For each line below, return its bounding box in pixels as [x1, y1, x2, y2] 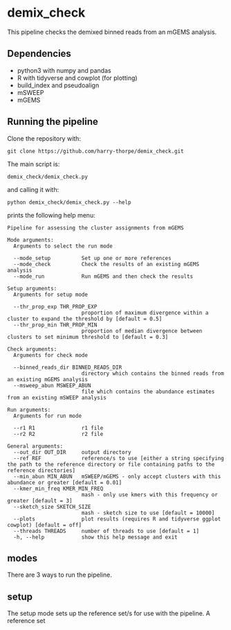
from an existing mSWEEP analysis [7, 394, 107, 401]
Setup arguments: [7, 285, 57, 292]
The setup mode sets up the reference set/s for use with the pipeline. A [7, 609, 211, 618]
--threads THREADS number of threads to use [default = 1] [13, 527, 199, 534]
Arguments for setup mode [13, 291, 89, 298]
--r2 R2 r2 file [13, 430, 104, 437]
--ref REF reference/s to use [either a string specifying [13, 455, 225, 462]
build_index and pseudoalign [17, 81, 100, 89]
